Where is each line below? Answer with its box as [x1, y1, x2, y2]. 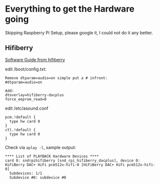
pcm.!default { [5, 115, 36, 119]
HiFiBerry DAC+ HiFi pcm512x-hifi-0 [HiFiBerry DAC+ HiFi [5, 162, 125, 167]
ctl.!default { [5, 127, 36, 132]
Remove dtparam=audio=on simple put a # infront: [5, 75, 108, 81]
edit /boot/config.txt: [5, 66, 47, 72]
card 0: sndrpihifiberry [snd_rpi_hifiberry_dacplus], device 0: [5, 158, 140, 163]
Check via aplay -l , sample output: [5, 144, 76, 150]
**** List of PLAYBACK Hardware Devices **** [5, 154, 99, 159]
